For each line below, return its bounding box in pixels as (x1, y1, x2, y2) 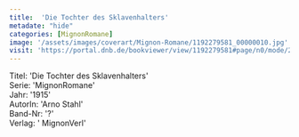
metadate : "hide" (9, 21, 74, 30)
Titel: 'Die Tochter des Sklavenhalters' (9, 70, 149, 81)
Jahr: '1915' (9, 90, 52, 101)
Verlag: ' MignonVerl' (9, 117, 86, 129)
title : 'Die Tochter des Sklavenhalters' (9, 12, 169, 22)
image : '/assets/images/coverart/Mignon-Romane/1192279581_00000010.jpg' (9, 37, 289, 47)
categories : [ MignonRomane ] (9, 29, 114, 38)
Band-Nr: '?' (9, 109, 54, 119)
